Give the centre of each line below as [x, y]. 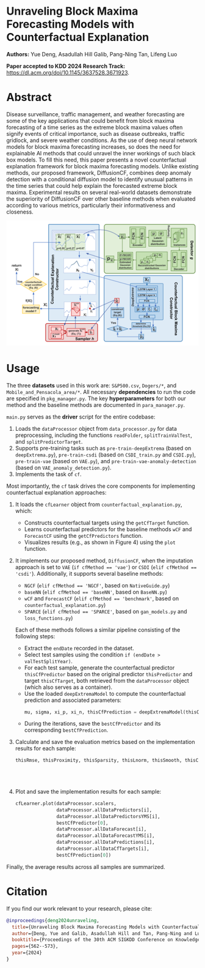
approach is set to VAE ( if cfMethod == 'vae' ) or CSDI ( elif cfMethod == [106, 567]
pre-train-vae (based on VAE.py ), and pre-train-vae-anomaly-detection [106, 461]
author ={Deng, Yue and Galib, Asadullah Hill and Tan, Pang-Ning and [102, 933]
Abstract [29, 98]
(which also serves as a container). [68, 687]
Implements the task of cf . [48, 474]
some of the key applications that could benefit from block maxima [90, 121]
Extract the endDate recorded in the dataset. [79, 648]
